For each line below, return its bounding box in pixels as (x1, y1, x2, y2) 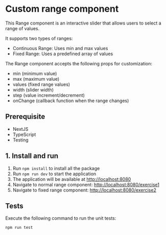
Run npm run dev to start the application (12, 171, 97, 177)
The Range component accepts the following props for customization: (5, 60, 152, 66)
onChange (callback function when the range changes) (12, 98, 129, 104)
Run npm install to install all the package (12, 165, 100, 171)
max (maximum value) (12, 76, 60, 82)
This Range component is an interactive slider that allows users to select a (5, 20, 162, 26)
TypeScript (12, 131, 36, 137)
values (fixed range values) (12, 81, 70, 87)
